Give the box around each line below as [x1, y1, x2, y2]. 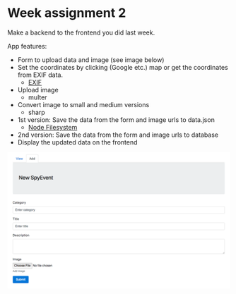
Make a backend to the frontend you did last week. [7, 28, 155, 37]
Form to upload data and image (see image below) [17, 55, 165, 64]
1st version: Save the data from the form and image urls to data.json [17, 115, 216, 124]
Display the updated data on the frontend [17, 137, 138, 146]
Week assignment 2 [7, 5, 126, 21]
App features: [7, 42, 47, 50]
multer [28, 93, 47, 102]
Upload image [17, 85, 59, 94]
